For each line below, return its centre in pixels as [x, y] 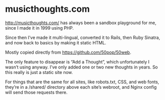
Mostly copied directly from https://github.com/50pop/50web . [68, 52]
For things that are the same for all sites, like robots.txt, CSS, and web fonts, [82, 82]
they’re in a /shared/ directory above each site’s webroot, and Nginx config [81, 87]
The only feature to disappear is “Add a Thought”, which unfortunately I [77, 62]
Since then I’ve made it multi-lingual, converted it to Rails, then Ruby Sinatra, [82, 37]
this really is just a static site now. [39, 72]
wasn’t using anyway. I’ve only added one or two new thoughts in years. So [82, 67]
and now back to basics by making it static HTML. [56, 42]
